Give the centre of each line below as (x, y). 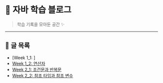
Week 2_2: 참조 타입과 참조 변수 (42, 75)
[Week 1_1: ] (24, 58)
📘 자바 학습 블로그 (38, 10)
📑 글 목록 (17, 46)
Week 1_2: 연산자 (29, 63)
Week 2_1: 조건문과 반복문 (37, 69)
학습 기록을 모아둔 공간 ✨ (41, 24)
